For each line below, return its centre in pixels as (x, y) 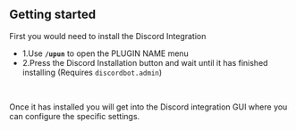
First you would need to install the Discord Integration (108, 36)
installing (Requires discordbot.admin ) (92, 72)
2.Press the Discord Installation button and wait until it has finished (145, 62)
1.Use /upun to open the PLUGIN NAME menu (106, 53)
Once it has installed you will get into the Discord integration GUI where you (148, 107)
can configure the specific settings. (75, 116)
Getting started (53, 15)
